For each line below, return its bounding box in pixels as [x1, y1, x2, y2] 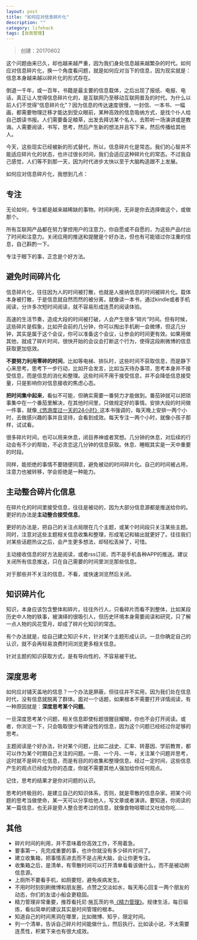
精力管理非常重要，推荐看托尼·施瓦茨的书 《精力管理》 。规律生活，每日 [14, 898, 184, 905]
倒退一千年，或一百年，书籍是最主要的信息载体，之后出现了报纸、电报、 [6, 87, 181, 94]
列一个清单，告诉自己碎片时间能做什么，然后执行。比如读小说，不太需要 [14, 921, 189, 927]
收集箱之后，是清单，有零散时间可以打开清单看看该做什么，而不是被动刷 [14, 862, 189, 868]
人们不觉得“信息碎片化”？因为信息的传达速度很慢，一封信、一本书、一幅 [11, 102, 186, 109]
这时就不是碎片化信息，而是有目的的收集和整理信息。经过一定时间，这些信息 [6, 758, 191, 765]
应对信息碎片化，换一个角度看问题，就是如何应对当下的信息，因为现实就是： [6, 67, 191, 74]
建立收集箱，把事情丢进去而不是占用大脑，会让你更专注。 [14, 854, 154, 861]
